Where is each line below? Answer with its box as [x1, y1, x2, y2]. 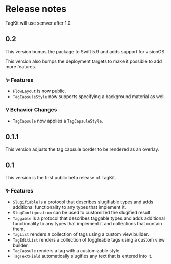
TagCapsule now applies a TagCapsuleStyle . [12, 118, 103, 124]
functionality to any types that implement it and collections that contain [12, 221, 162, 227]
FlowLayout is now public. [12, 88, 66, 94]
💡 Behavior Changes [5, 106, 57, 113]
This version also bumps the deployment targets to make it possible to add [5, 58, 162, 64]
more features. [5, 63, 37, 69]
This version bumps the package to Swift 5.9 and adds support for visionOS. [5, 48, 166, 54]
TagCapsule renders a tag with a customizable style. [12, 248, 121, 254]
